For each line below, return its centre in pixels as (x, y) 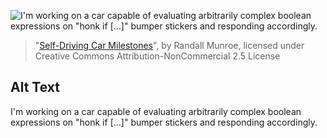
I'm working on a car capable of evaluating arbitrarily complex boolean (156, 111)
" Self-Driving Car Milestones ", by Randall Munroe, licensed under (169, 45)
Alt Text (35, 87)
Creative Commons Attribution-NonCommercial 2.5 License (157, 56)
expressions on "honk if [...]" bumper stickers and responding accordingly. (164, 122)
